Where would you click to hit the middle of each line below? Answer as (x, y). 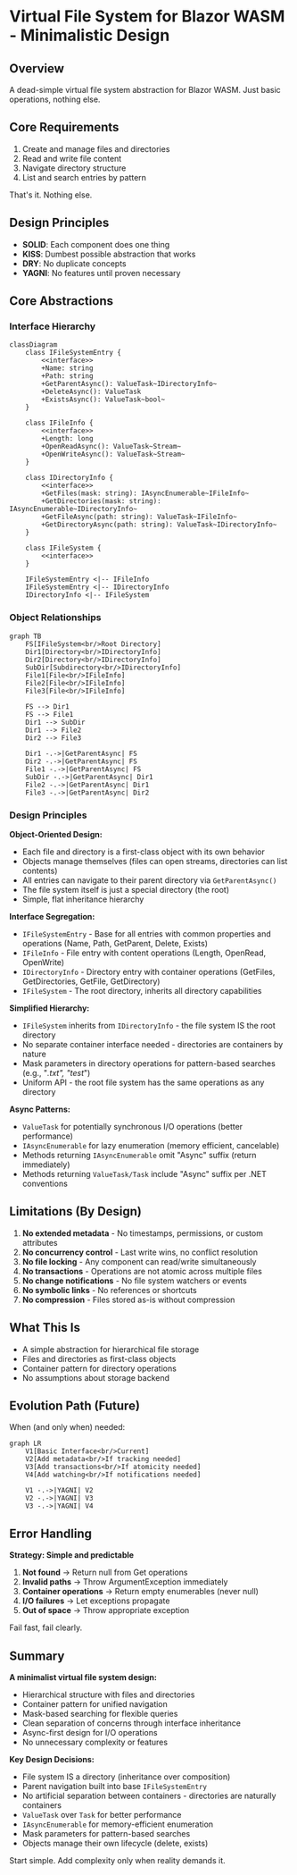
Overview (37, 68)
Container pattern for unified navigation (95, 1703)
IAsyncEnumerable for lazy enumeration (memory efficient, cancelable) (151, 1145)
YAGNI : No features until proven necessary (101, 273)
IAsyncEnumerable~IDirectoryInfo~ (74, 509)
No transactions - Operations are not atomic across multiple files (142, 1271)
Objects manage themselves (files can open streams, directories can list (155, 861)
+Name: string (67, 368)
